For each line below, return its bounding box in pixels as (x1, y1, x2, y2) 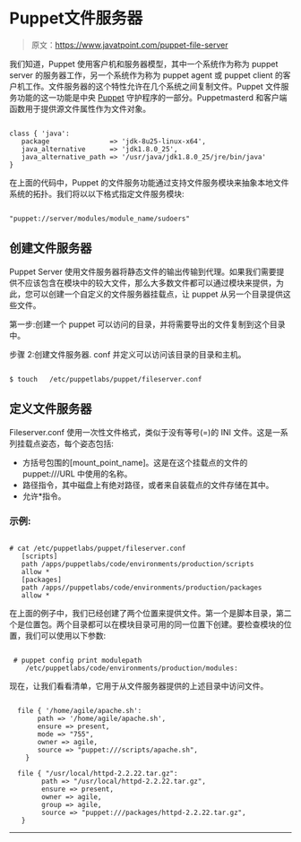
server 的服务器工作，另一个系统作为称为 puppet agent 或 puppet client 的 (9, 69, 284, 81)
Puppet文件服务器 (9, 8, 143, 29)
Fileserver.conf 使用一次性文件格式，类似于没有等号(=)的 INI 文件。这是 (9, 426, 273, 437)
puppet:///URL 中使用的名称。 (21, 468, 133, 479)
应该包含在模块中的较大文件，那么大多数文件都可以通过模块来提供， (24, 277, 276, 288)
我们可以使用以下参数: (24, 630, 107, 640)
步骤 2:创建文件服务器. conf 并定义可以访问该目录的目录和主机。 (9, 348, 246, 359)
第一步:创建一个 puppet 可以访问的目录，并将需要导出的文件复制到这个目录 (9, 319, 286, 330)
